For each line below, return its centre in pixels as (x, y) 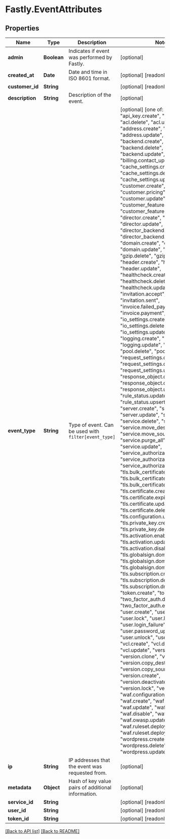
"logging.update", (141, 345)
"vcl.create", (135, 644)
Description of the (90, 95)
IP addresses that (89, 760)
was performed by (90, 57)
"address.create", (141, 128)
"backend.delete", (142, 148)
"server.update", (140, 415)
